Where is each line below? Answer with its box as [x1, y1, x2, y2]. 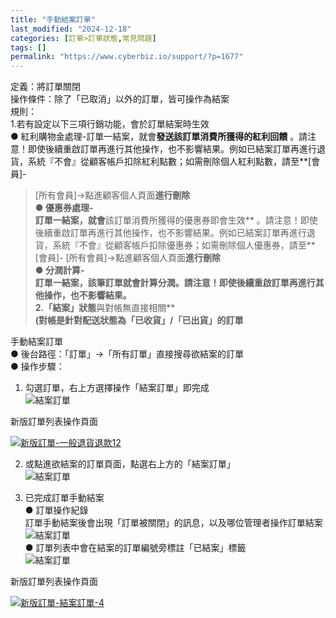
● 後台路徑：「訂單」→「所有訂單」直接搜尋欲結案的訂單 [10, 348, 245, 360]
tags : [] [10, 42, 47, 53]
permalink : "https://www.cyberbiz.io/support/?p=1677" [10, 52, 244, 62]
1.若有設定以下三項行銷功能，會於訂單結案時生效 [10, 118, 210, 130]
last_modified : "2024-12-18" [10, 24, 132, 34]
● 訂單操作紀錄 [24, 504, 89, 516]
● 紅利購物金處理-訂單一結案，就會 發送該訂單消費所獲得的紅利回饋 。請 [10, 131, 308, 143]
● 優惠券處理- [34, 202, 94, 214]
